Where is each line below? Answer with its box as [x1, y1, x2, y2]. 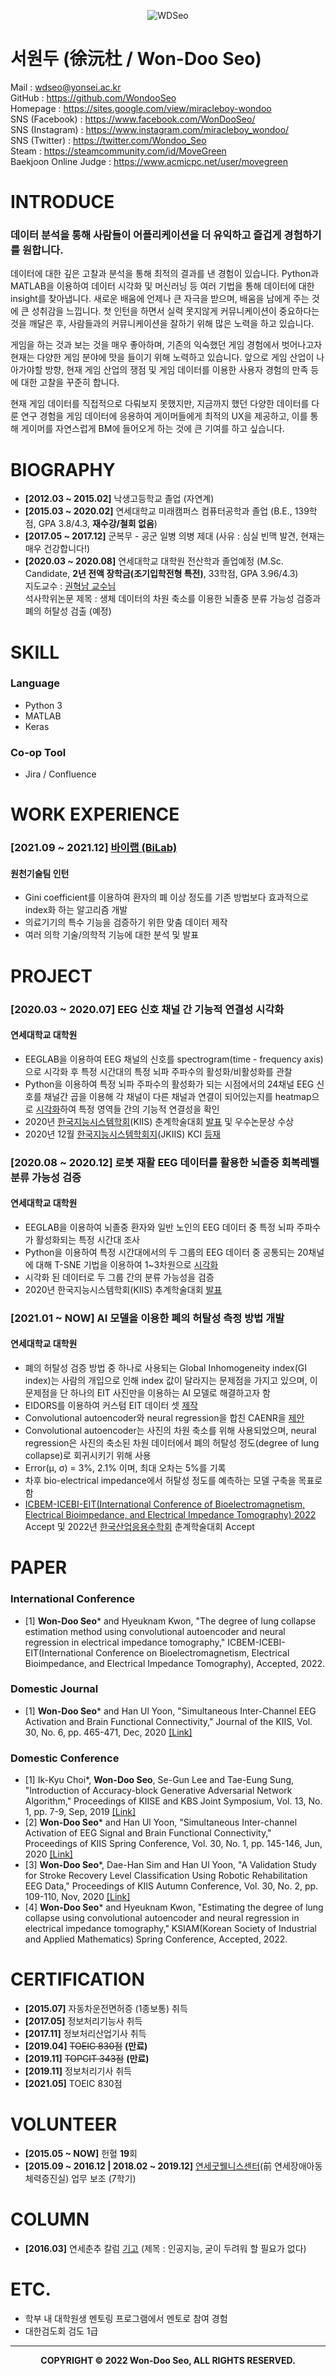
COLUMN [10, 2208, 90, 2231]
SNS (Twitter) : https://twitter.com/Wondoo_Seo [10, 134, 207, 146]
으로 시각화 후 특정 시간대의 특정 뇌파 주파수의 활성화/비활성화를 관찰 [24, 1065, 293, 1077]
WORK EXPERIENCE [10, 803, 180, 826]
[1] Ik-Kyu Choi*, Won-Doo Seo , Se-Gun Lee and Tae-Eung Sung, [24, 1774, 294, 1786]
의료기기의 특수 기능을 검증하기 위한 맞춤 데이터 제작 [24, 916, 228, 929]
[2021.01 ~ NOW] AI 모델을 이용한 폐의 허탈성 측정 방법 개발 [10, 1311, 285, 1325]
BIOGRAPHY [10, 458, 116, 481]
